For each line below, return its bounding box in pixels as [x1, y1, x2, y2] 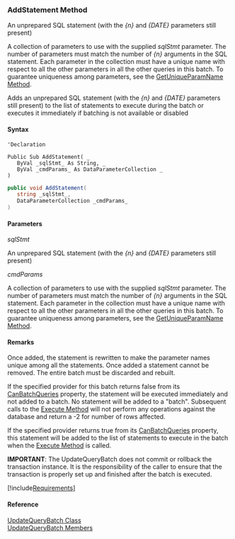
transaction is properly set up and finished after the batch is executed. [7, 470, 212, 479]
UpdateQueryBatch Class [7, 516, 81, 524]
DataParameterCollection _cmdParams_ [16, 197, 129, 205]
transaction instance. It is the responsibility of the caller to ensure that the [7, 462, 222, 471]
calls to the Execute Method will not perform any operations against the [7, 405, 216, 413]
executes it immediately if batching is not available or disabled [7, 109, 189, 118]
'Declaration [7, 140, 46, 148]
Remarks [7, 338, 35, 346]
